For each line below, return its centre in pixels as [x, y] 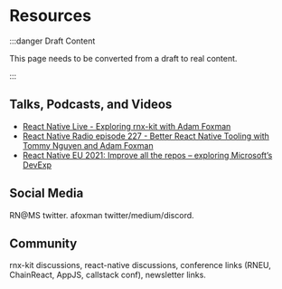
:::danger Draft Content [52, 41]
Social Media [47, 193]
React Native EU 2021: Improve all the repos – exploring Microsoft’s [147, 155]
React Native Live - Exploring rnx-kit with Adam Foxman [127, 126]
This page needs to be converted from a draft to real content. [123, 58]
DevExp [37, 165]
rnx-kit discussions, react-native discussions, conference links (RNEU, [140, 265]
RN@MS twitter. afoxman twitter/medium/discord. [102, 215]
